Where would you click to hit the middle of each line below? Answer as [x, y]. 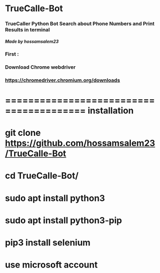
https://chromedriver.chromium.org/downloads [63, 80]
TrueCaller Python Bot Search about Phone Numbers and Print [80, 24]
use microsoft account [51, 265]
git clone [23, 133]
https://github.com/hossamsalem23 [80, 143]
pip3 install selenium [48, 243]
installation [111, 111]
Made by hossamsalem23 [32, 41]
